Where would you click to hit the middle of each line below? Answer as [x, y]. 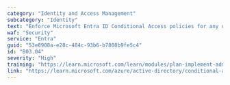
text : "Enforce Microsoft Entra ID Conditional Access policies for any [113, 26]
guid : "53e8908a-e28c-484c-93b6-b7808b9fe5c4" [75, 45]
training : [21, 64]
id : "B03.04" [26, 52]
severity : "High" [32, 58]
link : [15, 71]
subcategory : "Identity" [42, 20]
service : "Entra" [32, 39]
